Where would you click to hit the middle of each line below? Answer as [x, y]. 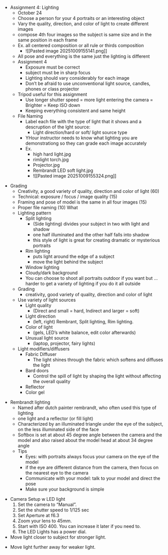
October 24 [30, 13]
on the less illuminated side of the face [58, 429]
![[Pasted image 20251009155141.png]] [66, 51]
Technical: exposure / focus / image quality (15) [67, 197]
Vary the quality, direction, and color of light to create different [83, 24]
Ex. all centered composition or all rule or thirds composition [81, 45]
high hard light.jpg [52, 154]
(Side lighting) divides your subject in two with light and [91, 224]
